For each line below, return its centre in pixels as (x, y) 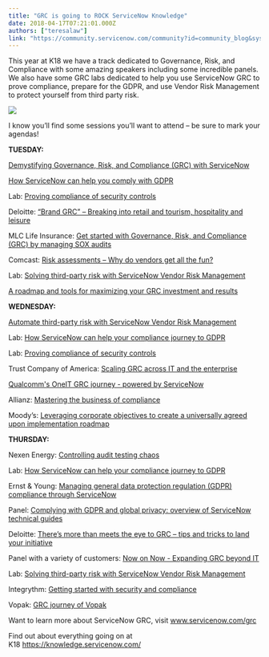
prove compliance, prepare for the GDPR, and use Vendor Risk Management (134, 87)
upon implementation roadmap (59, 424)
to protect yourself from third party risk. (74, 95)
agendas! (24, 134)
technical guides (36, 519)
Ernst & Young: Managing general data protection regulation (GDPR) (120, 486)
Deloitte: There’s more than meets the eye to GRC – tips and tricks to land (129, 534)
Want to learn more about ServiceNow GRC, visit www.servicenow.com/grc (132, 620)
